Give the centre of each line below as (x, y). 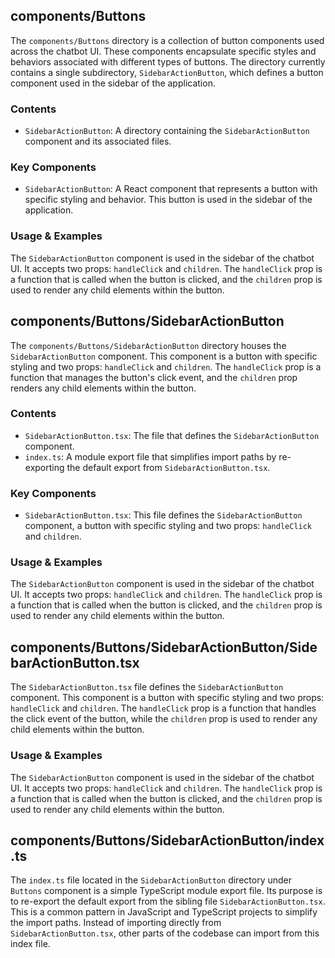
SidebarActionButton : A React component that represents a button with (171, 189)
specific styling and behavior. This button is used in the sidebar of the (168, 200)
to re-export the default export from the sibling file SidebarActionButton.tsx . (168, 901)
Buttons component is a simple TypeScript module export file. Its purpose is (166, 891)
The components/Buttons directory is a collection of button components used (167, 40)
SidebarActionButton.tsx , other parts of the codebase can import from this (165, 933)
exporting (44, 467)
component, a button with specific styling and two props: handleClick (168, 526)
